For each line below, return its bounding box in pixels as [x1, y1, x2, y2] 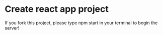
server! [5, 25, 20, 31]
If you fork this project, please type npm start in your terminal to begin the [5, 20, 158, 26]
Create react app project [5, 3, 109, 15]
